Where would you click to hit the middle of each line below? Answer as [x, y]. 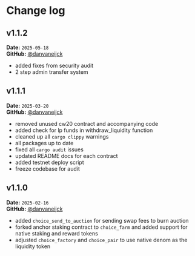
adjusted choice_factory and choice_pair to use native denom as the [101, 240]
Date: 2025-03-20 [28, 105]
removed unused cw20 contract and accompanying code [87, 123]
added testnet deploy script [49, 162]
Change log [36, 11]
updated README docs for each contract [66, 156]
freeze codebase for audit [48, 169]
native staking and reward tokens [56, 233]
